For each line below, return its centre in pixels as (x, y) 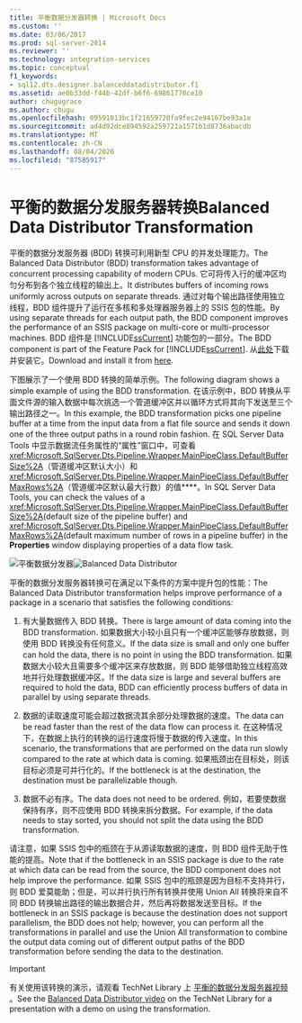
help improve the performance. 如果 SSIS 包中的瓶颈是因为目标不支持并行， (150, 881)
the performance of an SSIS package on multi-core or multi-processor (139, 327)
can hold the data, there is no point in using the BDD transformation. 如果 (157, 655)
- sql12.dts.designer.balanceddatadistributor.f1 (104, 85)
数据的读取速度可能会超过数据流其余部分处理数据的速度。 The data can (153, 716)
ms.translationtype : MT (54, 135)
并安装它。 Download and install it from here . (91, 360)
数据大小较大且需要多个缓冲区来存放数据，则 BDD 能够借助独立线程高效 (155, 666)
